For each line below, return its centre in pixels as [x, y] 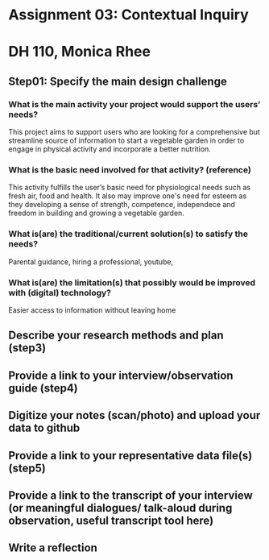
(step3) [27, 348]
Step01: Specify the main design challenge [118, 81]
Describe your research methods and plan [116, 336]
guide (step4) [43, 388]
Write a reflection [53, 548]
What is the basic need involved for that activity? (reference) [130, 169]
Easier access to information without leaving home [92, 310]
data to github [44, 428]
